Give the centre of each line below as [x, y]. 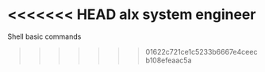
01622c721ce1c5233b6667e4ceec [202, 51]
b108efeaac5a [169, 60]
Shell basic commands [44, 36]
